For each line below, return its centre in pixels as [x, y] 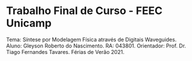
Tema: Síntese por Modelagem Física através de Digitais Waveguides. [92, 39]
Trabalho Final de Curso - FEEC [84, 11]
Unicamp [29, 23]
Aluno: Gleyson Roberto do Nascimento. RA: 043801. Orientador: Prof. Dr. [96, 46]
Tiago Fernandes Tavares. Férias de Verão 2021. [65, 52]
